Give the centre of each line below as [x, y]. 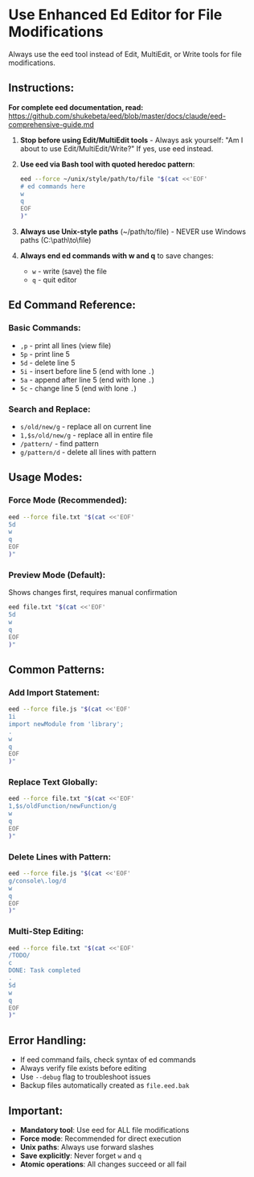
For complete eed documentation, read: [76, 107]
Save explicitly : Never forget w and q [81, 1155]
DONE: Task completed [45, 970]
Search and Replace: [49, 409]
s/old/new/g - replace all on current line [86, 426]
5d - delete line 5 [47, 363]
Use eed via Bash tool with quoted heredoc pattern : [107, 164]
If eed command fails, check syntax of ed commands [108, 1060]
